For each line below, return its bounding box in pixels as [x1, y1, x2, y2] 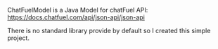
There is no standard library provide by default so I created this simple [7, 27, 211, 35]
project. [7, 34, 30, 42]
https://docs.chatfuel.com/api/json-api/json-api [7, 13, 146, 21]
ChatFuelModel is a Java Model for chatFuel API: [7, 6, 148, 14]
